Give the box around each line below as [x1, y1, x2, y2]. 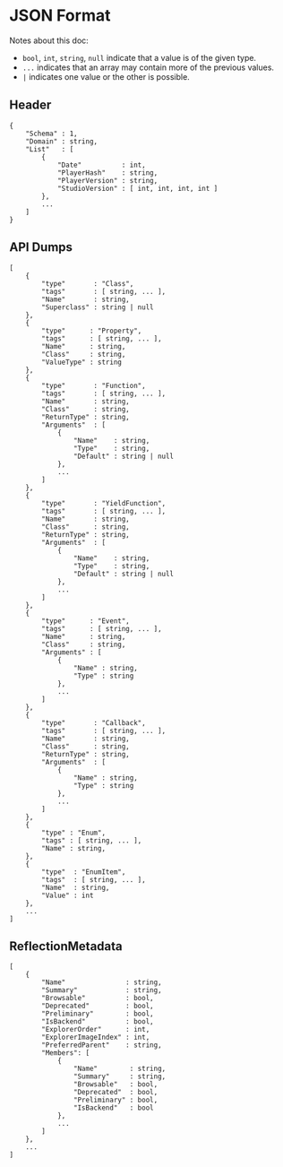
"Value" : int [41, 891, 94, 900]
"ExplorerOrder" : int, [41, 1025, 150, 1034]
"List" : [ [25, 144, 74, 153]
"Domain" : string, [25, 136, 99, 146]
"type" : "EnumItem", [41, 867, 126, 877]
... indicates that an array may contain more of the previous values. [21, 62, 275, 73]
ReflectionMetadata [9, 938, 123, 954]
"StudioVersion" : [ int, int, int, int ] [56, 184, 219, 193]
